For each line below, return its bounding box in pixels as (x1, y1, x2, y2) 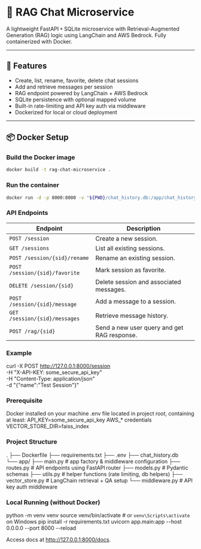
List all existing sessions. (95, 244, 165, 252)
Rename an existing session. (95, 254, 175, 262)
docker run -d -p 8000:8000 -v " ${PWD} (6, 195, 106, 201)
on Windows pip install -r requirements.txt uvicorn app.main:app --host (6, 518, 182, 525)
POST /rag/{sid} (9, 327, 56, 335)
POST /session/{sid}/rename (9, 254, 89, 261)
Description (126, 224, 161, 232)
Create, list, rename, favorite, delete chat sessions (14, 77, 139, 84)
